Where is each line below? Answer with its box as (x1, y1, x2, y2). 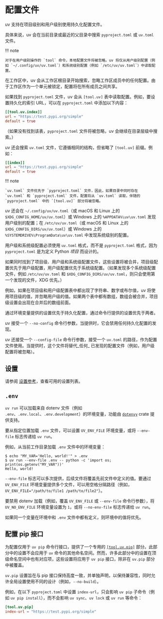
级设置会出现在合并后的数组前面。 (5, 300, 73, 305)
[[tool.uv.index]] (5, 109, 42, 114)
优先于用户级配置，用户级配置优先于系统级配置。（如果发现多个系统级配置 (9, 265, 156, 271)
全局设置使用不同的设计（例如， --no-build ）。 (9, 578, 101, 584)
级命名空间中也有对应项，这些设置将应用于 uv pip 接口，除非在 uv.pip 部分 (5, 556, 155, 562)
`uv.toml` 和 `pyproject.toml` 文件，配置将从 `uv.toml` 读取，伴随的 (5, 194, 141, 198)
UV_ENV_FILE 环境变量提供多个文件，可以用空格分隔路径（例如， (5, 481, 132, 487)
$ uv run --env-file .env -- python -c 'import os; (5, 458, 112, 462)
